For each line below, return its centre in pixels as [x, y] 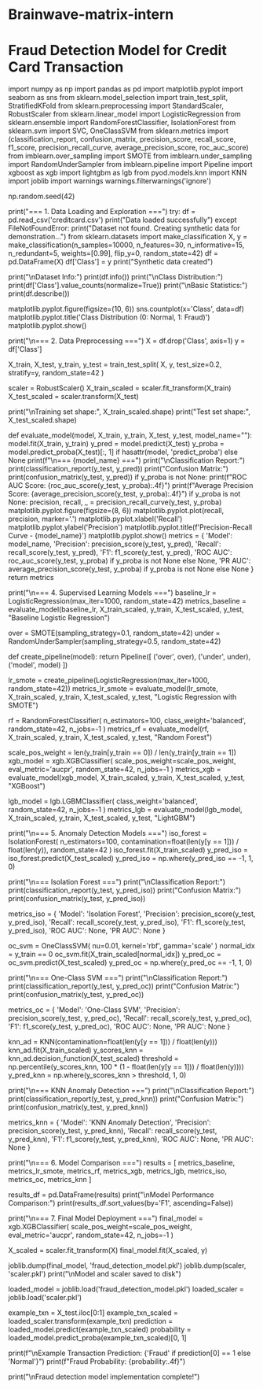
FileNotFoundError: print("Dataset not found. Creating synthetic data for [124, 228]
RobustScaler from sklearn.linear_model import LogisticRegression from [124, 114]
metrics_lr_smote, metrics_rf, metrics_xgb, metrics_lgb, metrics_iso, [118, 1171]
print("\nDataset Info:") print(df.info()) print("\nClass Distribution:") [116, 277]
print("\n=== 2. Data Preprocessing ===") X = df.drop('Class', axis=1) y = [127, 341]
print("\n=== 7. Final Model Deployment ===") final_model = [106, 1218]
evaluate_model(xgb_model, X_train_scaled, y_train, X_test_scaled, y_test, [127, 778]
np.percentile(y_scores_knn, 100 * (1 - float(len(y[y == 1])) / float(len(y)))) [126, 1067]
